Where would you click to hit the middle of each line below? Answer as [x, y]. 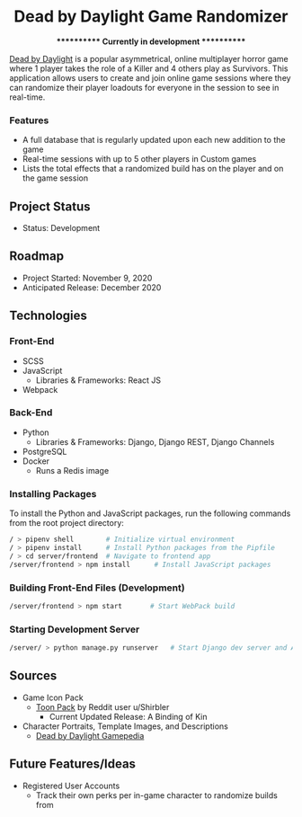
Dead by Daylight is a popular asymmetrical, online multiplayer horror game [149, 58]
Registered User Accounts [71, 786]
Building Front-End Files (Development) [98, 588]
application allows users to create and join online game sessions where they [150, 77]
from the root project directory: [67, 523]
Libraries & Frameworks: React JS [98, 380]
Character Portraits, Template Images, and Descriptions [125, 726]
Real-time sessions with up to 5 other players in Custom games [139, 159]
